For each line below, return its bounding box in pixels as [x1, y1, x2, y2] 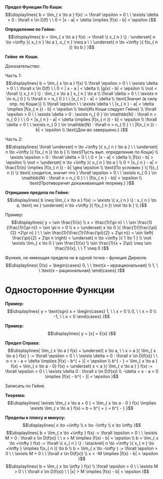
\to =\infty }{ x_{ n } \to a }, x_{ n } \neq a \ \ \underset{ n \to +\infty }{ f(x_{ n [5, 39, 158, 45]
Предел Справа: [5, 340, 40, 345]
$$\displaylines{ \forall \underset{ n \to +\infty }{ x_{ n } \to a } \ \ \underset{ [5, 144, 158, 150]
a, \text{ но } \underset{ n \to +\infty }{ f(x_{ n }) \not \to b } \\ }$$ [16, 202, 147, 208]
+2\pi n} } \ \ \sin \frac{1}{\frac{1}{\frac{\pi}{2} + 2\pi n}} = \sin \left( [18, 230, 154, 235]
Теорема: [5, 392, 26, 398]
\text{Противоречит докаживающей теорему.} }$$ [29, 180, 135, 186]
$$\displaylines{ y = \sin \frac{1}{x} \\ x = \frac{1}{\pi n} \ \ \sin [11, 219, 136, 225]
